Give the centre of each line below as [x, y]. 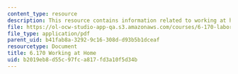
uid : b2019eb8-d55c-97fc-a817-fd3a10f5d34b [73, 60]
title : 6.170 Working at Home [52, 54]
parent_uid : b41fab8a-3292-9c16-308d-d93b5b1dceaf [84, 40]
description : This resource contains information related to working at [117, 20]
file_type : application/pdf [49, 33]
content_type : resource [42, 14]
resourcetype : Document [42, 47]
